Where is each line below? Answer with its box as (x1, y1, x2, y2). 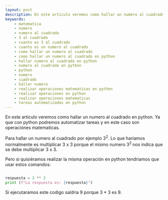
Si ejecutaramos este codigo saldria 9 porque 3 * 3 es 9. (5, 189, 122, 195)
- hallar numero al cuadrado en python (14, 58, 97, 63)
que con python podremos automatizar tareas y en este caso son (5, 119, 140, 125)
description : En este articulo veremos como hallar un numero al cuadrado (5, 12, 164, 17)
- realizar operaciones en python (14, 91, 86, 96)
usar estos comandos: (5, 161, 51, 167)
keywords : (5, 16, 26, 21)
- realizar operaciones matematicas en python (14, 86, 113, 91)
